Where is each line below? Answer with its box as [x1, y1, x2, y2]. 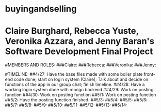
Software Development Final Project [5, 46, 153, 57]
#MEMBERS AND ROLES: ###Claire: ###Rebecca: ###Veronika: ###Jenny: [5, 62, 156, 68]
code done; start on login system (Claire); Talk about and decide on [14, 76, 149, 83]
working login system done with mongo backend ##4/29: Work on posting [5, 87, 154, 93]
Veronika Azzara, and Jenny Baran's [5, 36, 155, 47]
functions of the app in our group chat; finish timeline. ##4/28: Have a [5, 82, 145, 87]
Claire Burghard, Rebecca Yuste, [5, 26, 139, 37]
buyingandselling [5, 3, 77, 14]
